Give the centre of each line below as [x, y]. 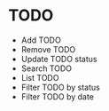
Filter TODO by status [61, 87]
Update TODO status [59, 59]
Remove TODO [48, 49]
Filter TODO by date [58, 96]
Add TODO [41, 40]
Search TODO [47, 68]
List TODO [40, 77]
